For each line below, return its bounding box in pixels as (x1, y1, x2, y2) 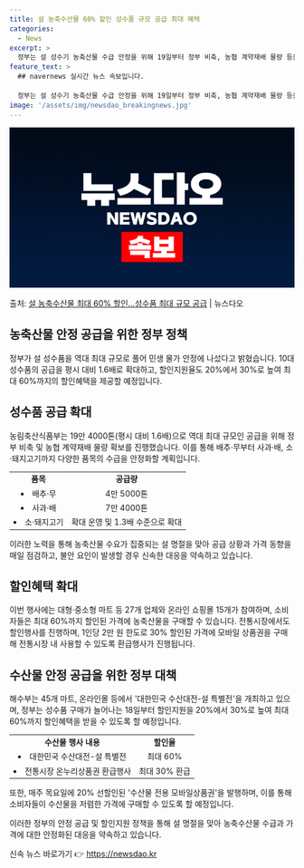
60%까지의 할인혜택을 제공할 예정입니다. (18, 375, 163, 386)
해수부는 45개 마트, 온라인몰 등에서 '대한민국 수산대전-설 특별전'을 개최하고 (9, 693, 274, 704)
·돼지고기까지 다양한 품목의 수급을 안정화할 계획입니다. (9, 453, 201, 464)
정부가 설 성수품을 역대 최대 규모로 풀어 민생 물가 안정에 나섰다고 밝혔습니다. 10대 (9, 352, 295, 363)
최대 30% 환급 (138, 766, 191, 776)
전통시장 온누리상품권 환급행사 (24, 766, 131, 776)
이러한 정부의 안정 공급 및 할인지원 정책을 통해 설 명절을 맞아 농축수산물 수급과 (9, 818, 285, 828)
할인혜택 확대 (9, 579, 79, 594)
